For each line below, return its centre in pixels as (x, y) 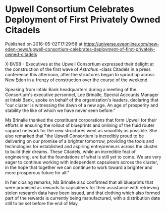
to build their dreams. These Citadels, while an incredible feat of (71, 152)
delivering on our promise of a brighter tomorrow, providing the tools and (80, 141)
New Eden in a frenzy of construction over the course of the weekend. (77, 80)
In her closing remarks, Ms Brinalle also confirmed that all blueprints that (79, 182)
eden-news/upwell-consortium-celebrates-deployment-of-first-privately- (80, 49)
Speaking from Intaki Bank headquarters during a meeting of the (71, 89)
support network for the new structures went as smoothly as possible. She (81, 130)
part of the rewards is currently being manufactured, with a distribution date (83, 198)
